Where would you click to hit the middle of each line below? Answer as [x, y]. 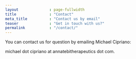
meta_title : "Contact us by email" [52, 19]
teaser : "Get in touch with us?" [55, 23]
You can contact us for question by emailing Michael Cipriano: [68, 42]
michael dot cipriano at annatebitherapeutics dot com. [60, 52]
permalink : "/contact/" [42, 28]
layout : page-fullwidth [45, 10]
